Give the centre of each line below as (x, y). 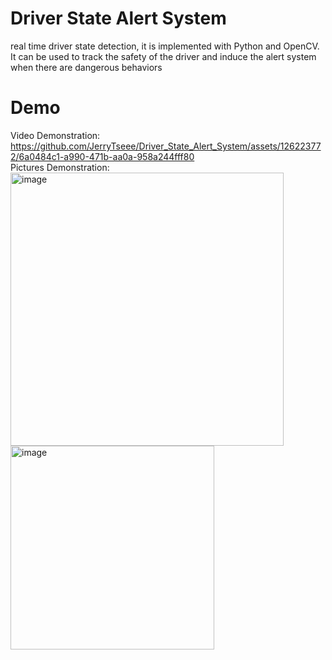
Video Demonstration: (55, 135)
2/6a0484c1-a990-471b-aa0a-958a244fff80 (102, 156)
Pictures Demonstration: (60, 167)
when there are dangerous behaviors (86, 67)
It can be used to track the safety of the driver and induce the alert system (163, 56)
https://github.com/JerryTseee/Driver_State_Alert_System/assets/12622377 (166, 146)
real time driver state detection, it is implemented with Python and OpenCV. (165, 46)
